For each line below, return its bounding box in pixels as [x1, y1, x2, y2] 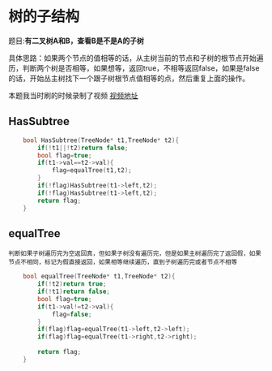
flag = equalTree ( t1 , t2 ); [51, 166, 132, 175]
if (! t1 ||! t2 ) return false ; [37, 144, 129, 152]
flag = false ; [51, 310, 92, 318]
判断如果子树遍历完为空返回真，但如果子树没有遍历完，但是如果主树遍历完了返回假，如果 [8, 249, 261, 258]
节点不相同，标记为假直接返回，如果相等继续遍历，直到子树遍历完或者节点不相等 [8, 258, 237, 266]
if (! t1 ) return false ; [37, 287, 111, 296]
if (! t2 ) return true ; [37, 280, 107, 288]
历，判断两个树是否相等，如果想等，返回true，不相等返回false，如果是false [8, 63, 260, 73]
